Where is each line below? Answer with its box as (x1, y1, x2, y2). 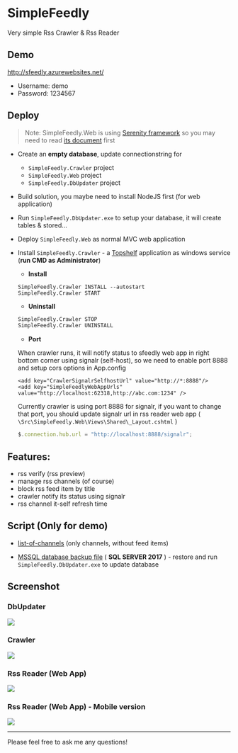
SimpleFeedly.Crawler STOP (17, 315, 98, 323)
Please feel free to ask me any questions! (7, 738, 128, 747)
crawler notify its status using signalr (17, 492, 126, 500)
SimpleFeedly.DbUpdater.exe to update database (17, 560, 159, 568)
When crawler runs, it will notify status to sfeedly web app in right (17, 349, 210, 357)
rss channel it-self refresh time (17, 499, 108, 508)
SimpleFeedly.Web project (28, 171, 102, 179)
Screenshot (7, 581, 60, 593)
